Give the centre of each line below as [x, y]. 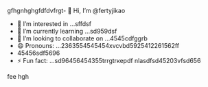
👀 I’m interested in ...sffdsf [54, 24]
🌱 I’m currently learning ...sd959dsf [67, 31]
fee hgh [18, 76]
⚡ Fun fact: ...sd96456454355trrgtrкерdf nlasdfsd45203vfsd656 [109, 61]
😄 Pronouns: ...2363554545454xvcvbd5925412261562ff [98, 46]
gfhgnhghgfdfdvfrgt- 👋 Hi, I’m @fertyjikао [66, 11]
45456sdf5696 [38, 53]
